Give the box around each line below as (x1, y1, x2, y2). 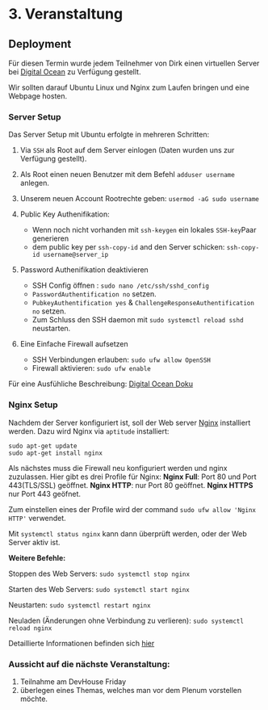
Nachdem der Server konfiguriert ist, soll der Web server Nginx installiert (8, 418, 251, 427)
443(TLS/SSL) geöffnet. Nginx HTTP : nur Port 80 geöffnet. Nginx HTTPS (8, 480, 253, 489)
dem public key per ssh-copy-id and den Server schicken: (31, 242, 225, 252)
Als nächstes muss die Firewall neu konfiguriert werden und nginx (8, 463, 228, 473)
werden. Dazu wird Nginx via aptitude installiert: (8, 426, 170, 436)
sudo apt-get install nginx (8, 449, 103, 457)
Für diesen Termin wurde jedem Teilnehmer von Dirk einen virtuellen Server (8, 58, 260, 68)
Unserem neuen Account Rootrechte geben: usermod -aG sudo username (19, 194, 260, 204)
